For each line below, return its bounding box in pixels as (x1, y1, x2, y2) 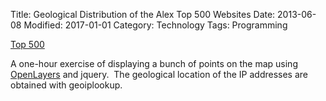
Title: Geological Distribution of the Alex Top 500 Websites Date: (10, 9, 276, 20)
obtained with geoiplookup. (10, 79, 123, 91)
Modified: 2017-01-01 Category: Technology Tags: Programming (23, 19, 288, 31)
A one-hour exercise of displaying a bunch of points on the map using (10, 58, 298, 69)
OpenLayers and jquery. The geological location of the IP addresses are (10, 69, 308, 80)
